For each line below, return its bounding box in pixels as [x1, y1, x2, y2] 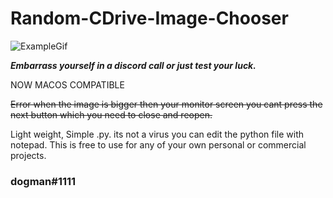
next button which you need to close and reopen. [10, 108, 213, 121]
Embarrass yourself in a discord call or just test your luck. [10, 59, 257, 71]
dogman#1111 [10, 174, 77, 188]
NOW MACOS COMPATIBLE [10, 78, 125, 91]
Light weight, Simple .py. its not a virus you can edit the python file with [10, 128, 305, 140]
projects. [10, 149, 47, 161]
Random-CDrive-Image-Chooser [10, 7, 289, 30]
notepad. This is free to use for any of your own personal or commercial [10, 138, 307, 151]
